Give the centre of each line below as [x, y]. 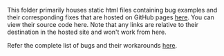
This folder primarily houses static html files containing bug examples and [112, 10]
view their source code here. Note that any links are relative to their [103, 25]
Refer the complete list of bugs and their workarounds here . [92, 45]
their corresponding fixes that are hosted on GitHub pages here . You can [111, 17]
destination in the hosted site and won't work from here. [87, 32]
